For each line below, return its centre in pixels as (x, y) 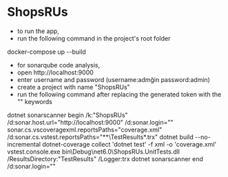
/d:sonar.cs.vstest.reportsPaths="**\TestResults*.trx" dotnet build (101, 137)
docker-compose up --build (46, 52)
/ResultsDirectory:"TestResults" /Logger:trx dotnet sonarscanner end (105, 158)
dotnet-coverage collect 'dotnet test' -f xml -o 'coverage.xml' (129, 144)
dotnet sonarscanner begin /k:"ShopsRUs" (68, 115)
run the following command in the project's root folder (94, 38)
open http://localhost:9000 (55, 72)
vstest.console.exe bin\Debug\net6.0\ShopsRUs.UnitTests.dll (94, 152)
